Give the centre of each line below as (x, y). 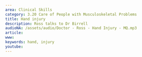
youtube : (14, 47)
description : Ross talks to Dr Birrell (47, 24)
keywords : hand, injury (30, 42)
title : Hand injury (25, 19)
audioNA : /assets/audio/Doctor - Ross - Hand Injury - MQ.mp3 (71, 28)
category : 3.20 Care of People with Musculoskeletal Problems (71, 14)
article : (14, 33)
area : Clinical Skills (29, 10)
